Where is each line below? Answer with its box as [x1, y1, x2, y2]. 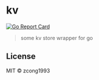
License [6, 51, 36, 62]
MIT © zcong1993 [6, 67, 50, 74]
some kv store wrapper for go [20, 34, 93, 41]
